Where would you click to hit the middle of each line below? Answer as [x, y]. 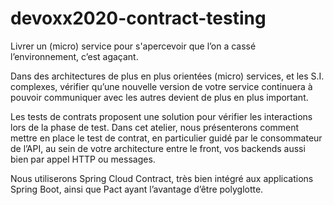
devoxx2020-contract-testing [138, 18]
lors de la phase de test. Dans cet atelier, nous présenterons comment [155, 127]
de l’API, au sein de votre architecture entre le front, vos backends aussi [158, 148]
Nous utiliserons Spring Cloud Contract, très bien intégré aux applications [162, 178]
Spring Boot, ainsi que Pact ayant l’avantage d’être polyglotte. [137, 189]
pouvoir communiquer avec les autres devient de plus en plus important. [159, 97]
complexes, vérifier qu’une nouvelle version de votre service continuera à [161, 86]
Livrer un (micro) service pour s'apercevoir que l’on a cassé [133, 46]
